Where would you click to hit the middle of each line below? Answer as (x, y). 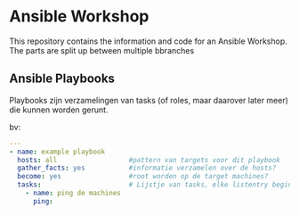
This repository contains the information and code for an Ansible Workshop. (148, 41)
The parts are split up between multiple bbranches (102, 50)
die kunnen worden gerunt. (59, 110)
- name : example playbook (57, 152)
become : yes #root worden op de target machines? (143, 177)
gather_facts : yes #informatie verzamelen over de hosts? (147, 168)
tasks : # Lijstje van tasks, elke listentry (143, 185)
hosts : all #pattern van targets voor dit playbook (149, 160)
